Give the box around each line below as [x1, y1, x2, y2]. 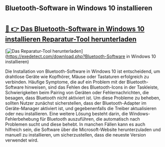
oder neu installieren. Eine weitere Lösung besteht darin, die [5, 111, 128, 117]
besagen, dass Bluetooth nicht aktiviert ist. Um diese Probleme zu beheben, [5, 95, 161, 101]
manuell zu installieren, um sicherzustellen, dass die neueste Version [5, 132, 146, 138]
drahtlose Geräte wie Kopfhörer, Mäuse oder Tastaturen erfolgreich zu [5, 74, 149, 79]
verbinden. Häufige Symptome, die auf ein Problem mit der [5, 79, 126, 85]
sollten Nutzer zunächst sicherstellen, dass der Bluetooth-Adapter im [5, 100, 147, 106]
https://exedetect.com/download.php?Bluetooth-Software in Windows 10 [6, 53, 156, 59]
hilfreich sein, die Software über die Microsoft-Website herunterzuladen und [5, 127, 161, 133]
